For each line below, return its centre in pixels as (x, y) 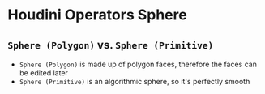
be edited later (43, 73)
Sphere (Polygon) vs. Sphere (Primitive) (111, 45)
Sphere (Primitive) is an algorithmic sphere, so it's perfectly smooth (135, 81)
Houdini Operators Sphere (97, 15)
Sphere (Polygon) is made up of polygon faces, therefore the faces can (138, 64)
